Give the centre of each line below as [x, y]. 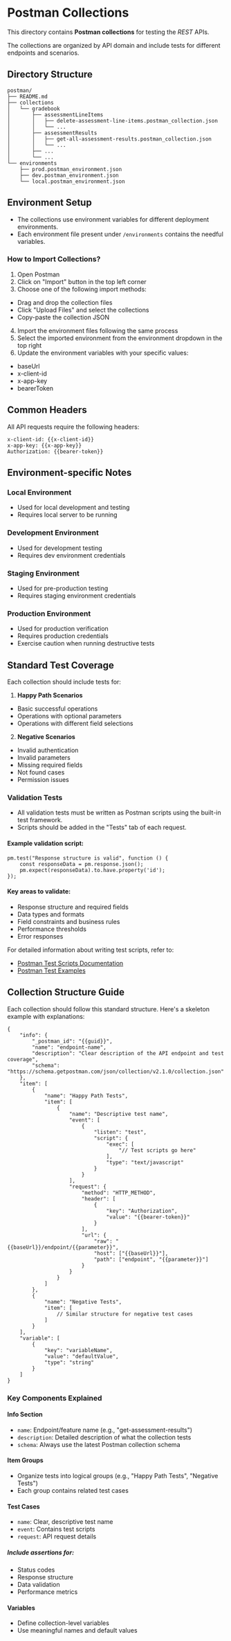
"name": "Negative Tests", [83, 1302]
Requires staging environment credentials [76, 595]
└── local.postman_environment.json [73, 181]
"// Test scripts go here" [157, 1150]
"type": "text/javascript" [145, 1162]
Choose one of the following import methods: [82, 289]
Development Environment [53, 533]
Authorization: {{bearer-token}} [55, 452]
